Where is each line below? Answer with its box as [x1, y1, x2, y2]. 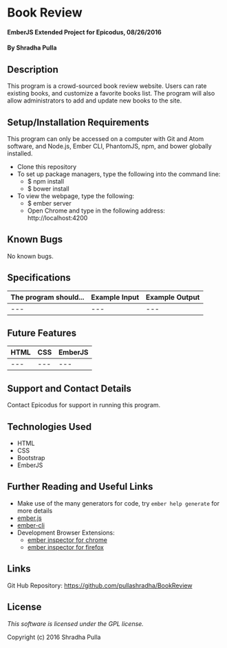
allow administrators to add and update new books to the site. [7, 96, 182, 105]
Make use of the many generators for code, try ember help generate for [17, 499, 220, 507]
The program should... [10, 292, 85, 302]
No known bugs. [7, 252, 54, 260]
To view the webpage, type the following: [17, 192, 134, 200]
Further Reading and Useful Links [7, 481, 153, 493]
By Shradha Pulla [7, 43, 57, 52]
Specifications [7, 272, 71, 283]
